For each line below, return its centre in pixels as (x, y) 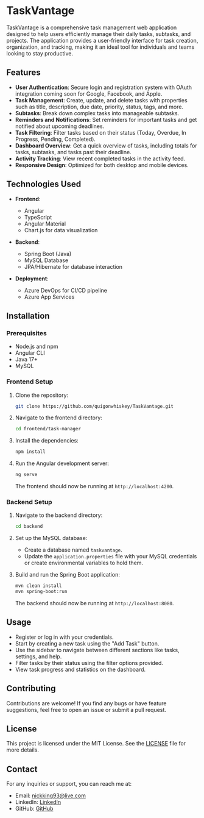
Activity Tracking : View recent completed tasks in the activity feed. (100, 158)
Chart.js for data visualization (61, 230)
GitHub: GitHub (34, 809)
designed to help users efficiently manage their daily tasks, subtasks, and (99, 34)
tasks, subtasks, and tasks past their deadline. (73, 152)
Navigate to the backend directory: (59, 515)
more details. (23, 750)
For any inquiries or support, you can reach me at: (69, 784)
